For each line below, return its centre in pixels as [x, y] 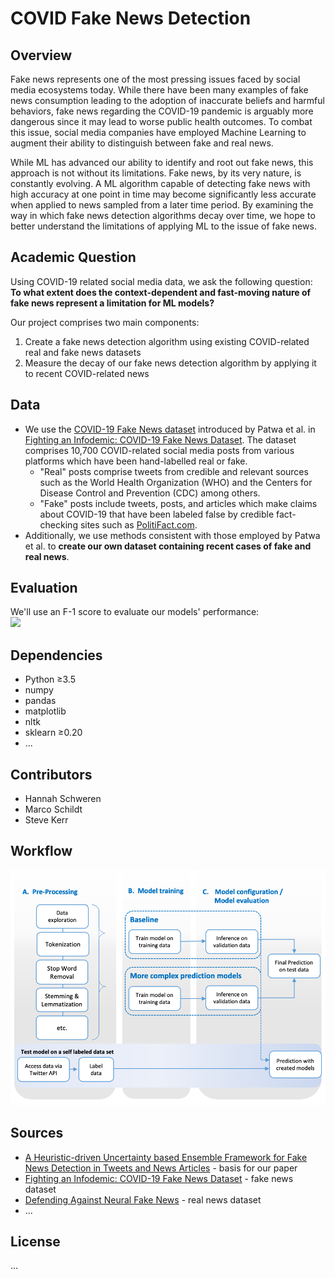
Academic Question [73, 257]
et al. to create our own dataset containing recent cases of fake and [168, 546]
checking [58, 524]
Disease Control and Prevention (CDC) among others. [150, 493]
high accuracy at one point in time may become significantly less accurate [163, 194]
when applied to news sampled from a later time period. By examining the [162, 205]
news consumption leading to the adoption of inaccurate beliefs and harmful [167, 100]
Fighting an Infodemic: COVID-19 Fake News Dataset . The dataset [160, 439]
